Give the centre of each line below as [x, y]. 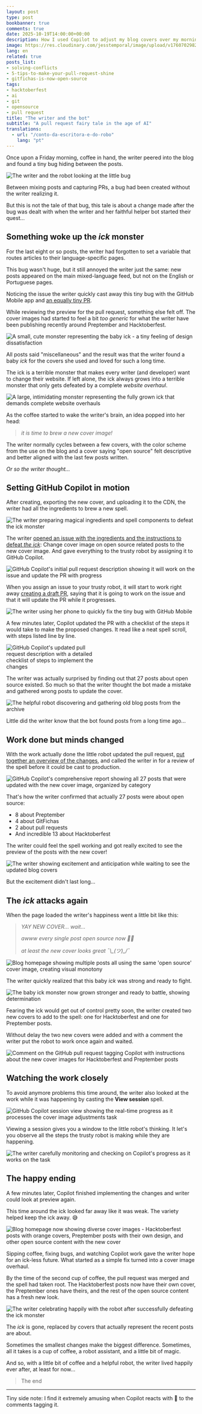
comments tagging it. [32, 1404]
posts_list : [21, 62]
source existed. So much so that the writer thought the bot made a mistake [99, 685]
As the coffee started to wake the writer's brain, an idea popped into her [96, 415]
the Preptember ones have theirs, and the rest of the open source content [98, 1291]
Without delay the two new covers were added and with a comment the [95, 1035]
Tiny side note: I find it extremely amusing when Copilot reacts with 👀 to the [100, 1398]
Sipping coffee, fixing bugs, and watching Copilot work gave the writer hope [101, 1253]
